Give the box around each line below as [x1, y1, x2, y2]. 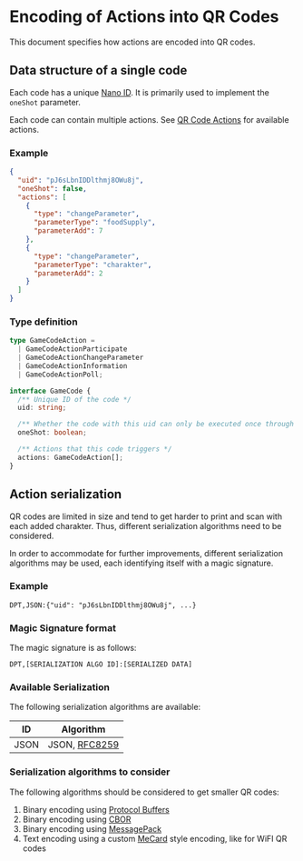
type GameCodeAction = [9, 336, 95, 345]
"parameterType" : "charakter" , [33, 260, 152, 269]
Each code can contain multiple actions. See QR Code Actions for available [9, 114, 289, 125]
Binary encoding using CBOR [22, 814, 132, 825]
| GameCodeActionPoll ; [17, 370, 103, 379]
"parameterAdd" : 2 [33, 268, 103, 278]
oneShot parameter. [9, 96, 82, 107]
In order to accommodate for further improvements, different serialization [9, 547, 284, 558]
